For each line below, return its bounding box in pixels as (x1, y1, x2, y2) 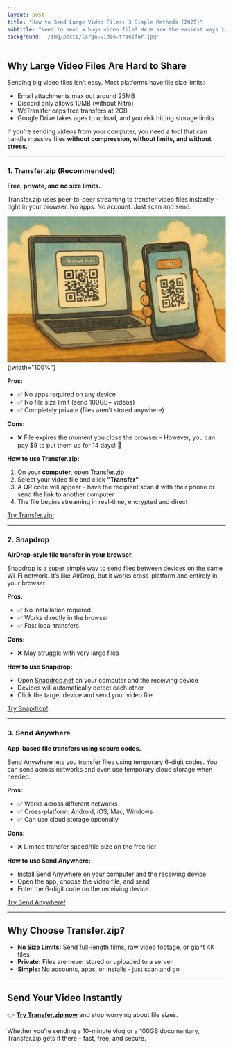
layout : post (7, 11, 45, 18)
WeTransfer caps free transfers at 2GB (17, 106, 128, 115)
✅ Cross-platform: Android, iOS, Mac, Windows (17, 807, 153, 815)
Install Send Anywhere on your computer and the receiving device (17, 870, 207, 878)
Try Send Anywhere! (7, 897, 66, 906)
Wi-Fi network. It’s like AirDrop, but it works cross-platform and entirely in (7, 571, 218, 580)
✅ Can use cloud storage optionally (17, 815, 119, 823)
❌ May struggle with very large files (17, 649, 119, 657)
